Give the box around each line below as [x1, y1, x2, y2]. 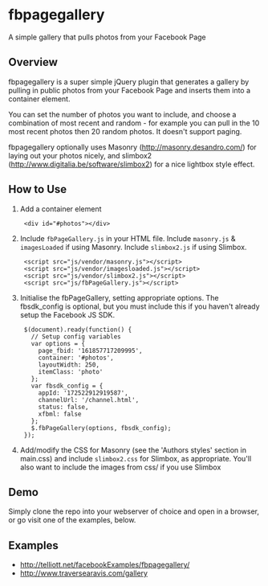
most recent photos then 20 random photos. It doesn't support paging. [8, 126, 242, 136]
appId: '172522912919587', [38, 388, 128, 397]
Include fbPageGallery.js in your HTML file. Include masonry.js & [19, 233, 236, 243]
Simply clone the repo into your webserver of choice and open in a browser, [8, 506, 259, 516]
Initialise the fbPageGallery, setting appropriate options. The [19, 293, 219, 302]
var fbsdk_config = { [30, 382, 104, 390]
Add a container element [19, 203, 102, 214]
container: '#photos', [38, 354, 114, 362]
